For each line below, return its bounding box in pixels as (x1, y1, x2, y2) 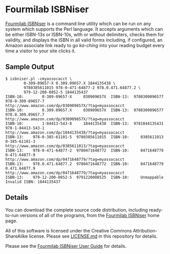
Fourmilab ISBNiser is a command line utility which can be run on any (5, 20, 152, 27)
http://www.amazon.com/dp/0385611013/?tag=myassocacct (5, 143, 125, 149)
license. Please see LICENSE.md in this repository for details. (29, 233, 158, 239)
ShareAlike (5, 233, 28, 239)
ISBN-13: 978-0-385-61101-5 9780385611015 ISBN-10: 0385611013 (5, 134, 164, 139)
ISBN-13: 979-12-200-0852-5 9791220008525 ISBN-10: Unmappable (5, 175, 164, 180)
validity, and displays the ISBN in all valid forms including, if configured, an (5, 37, 163, 43)
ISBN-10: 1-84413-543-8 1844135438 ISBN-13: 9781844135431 (5, 121, 164, 126)
